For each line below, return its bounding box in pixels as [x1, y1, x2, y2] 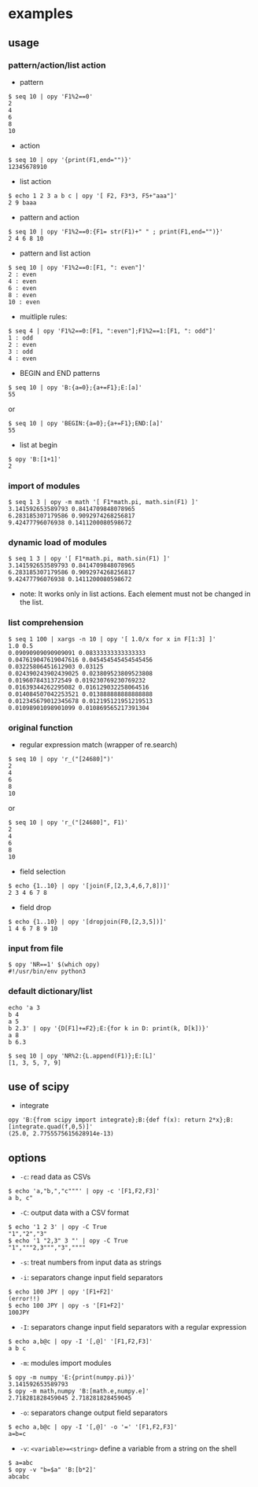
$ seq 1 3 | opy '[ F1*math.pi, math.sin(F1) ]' [8, 555, 171, 563]
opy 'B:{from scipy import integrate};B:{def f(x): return [8, 1116, 206, 1124]
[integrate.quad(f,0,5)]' [8, 1123, 93, 1131]
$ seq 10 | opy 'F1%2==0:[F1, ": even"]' [8, 263, 146, 271]
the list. [19, 598, 44, 607]
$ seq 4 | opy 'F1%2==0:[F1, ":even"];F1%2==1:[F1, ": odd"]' [8, 327, 216, 335]
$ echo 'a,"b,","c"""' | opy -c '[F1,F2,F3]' [8, 1187, 160, 1195]
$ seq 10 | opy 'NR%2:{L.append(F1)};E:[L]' [8, 1051, 157, 1060]
